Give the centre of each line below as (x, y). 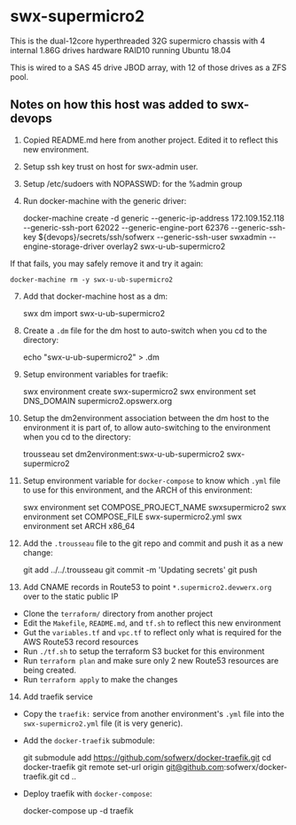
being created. (50, 670)
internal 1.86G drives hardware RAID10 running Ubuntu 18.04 (121, 50)
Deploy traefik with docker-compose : (87, 793)
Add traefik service (58, 697)
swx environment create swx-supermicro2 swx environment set (139, 391)
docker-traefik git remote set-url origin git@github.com (123, 767)
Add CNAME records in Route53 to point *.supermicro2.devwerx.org (147, 587)
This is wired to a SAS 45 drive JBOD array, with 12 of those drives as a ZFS (148, 67)
